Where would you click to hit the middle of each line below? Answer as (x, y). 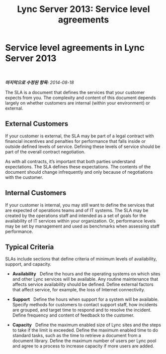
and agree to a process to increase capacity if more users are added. (83, 346)
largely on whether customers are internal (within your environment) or (78, 103)
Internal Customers (36, 193)
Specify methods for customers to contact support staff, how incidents (85, 305)
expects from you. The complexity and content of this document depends (81, 98)
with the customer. (24, 177)
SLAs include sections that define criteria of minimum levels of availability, (81, 259)
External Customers (37, 124)
